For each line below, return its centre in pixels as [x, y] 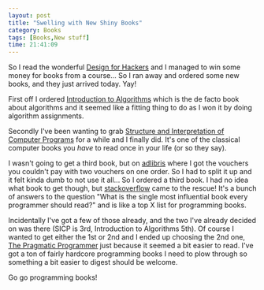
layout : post [30, 15]
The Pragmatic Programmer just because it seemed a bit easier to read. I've [131, 246]
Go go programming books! [53, 277]
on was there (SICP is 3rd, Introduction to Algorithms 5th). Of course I [121, 229]
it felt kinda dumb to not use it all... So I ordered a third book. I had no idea [128, 180]
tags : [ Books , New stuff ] [49, 37]
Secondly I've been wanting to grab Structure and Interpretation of [116, 132]
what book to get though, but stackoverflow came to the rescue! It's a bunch [132, 188]
